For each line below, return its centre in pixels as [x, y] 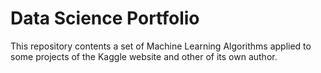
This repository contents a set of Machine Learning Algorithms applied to [161, 46]
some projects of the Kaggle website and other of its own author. [144, 56]
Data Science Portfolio [105, 18]
